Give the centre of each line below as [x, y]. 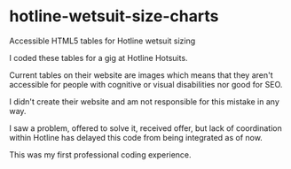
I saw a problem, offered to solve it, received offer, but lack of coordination [145, 128]
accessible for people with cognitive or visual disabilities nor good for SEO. [146, 84]
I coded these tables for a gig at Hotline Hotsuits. [98, 58]
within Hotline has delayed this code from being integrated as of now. [136, 137]
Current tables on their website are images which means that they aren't [141, 75]
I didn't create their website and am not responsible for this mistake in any [144, 101]
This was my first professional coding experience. [101, 154]
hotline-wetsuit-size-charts [114, 16]
